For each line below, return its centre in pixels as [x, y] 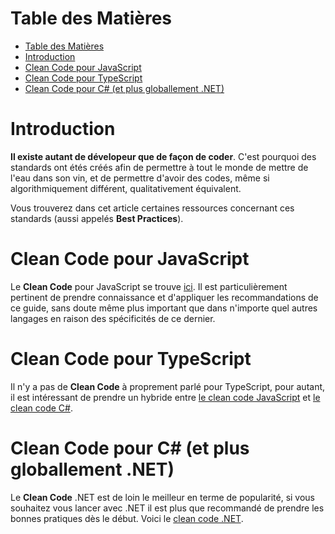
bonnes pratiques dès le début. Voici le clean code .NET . [127, 518]
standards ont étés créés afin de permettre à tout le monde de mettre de [159, 167]
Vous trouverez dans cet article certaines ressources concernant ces [152, 208]
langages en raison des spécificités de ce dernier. [113, 318]
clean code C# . [41, 408]
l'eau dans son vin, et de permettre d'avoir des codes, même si [140, 178]
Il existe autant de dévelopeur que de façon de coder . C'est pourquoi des [163, 156]
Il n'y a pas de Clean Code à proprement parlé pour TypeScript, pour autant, [168, 386]
